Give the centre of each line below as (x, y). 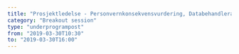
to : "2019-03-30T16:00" (43, 40)
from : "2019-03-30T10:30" (46, 33)
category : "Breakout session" (52, 20)
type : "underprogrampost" (46, 27)
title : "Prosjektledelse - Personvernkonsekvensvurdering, (97, 14)
